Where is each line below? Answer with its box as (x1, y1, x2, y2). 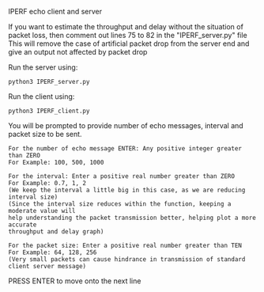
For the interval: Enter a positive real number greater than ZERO (8, 173, 236, 180)
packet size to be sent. (8, 130, 82, 138)
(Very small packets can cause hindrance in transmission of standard (8, 256, 246, 264)
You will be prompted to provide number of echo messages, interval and (8, 121, 243, 130)
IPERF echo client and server (8, 7, 103, 16)
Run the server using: (8, 63, 78, 72)
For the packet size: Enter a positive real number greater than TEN (8, 241, 243, 249)
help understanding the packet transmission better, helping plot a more (8, 214, 257, 222)
